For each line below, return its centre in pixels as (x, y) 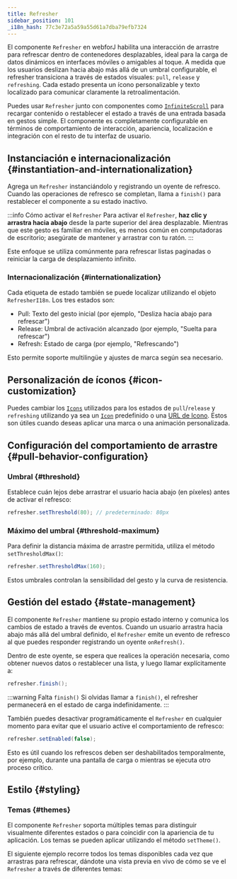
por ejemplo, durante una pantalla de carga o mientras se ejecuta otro (109, 760)
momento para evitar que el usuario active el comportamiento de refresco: (116, 725)
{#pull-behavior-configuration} (78, 456)
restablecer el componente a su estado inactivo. (77, 202)
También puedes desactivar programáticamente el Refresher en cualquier (115, 718)
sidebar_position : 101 (41, 21)
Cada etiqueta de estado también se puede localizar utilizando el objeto (112, 293)
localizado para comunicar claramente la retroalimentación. (94, 92)
